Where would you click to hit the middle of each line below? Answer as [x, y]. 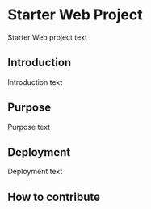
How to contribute [54, 196]
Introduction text [35, 82]
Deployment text [35, 172]
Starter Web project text [48, 37]
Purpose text [29, 127]
